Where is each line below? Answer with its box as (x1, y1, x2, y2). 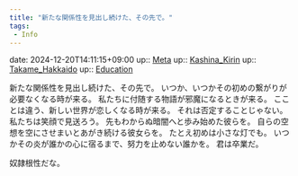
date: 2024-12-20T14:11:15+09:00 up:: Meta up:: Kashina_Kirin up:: (9, 55, 257, 66)
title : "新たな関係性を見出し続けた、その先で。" (9, 13, 173, 22)
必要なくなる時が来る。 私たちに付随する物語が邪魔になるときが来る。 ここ (9, 93, 290, 104)
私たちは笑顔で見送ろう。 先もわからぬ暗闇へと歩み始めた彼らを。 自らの (9, 116, 282, 127)
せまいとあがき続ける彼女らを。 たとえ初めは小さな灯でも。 (48, 128, 272, 138)
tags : (9, 22, 30, 31)
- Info (13, 30, 39, 39)
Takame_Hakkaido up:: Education (9, 64, 133, 75)
